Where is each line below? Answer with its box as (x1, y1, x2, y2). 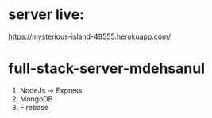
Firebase (19, 102, 49, 112)
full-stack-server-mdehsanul (8, 59, 205, 78)
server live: (8, 6, 85, 24)
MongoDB (19, 93, 53, 104)
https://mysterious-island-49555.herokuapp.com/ (8, 32, 171, 41)
